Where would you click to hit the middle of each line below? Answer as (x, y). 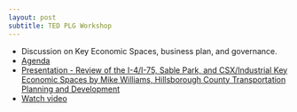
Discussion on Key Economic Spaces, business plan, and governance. (149, 51)
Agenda (35, 60)
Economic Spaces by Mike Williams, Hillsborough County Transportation (153, 79)
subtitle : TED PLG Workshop (60, 26)
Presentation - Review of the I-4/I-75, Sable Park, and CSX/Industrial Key (154, 70)
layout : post (32, 17)
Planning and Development (70, 89)
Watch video (44, 98)
